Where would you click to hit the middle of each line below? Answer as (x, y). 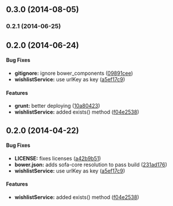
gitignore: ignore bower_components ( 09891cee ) (74, 73)
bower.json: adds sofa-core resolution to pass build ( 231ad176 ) (91, 164)
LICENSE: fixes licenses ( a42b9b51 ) (58, 158)
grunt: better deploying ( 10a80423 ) (57, 106)
